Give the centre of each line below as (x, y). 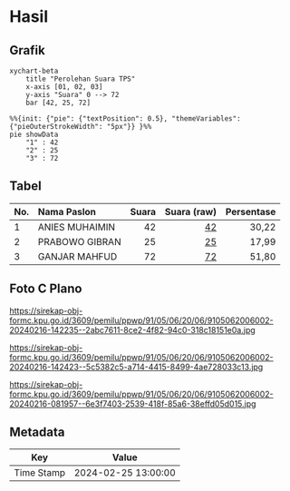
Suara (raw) (191, 211)
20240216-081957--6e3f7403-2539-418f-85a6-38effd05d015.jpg (133, 403)
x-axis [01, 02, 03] (64, 87)
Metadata (37, 432)
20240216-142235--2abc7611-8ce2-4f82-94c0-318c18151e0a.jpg (132, 329)
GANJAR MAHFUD (77, 256)
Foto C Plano (46, 289)
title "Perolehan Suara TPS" (81, 79)
